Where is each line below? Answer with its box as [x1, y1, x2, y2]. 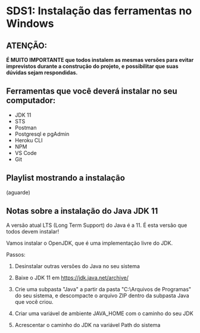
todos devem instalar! [6, 228, 60, 235]
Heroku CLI [14, 136, 43, 144]
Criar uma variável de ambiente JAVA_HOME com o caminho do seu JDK [14, 310, 193, 317]
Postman [14, 124, 37, 131]
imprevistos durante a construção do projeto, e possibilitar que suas [6, 63, 179, 70]
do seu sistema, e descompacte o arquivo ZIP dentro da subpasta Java [14, 292, 189, 299]
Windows [6, 17, 54, 30]
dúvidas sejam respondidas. [6, 69, 78, 76]
